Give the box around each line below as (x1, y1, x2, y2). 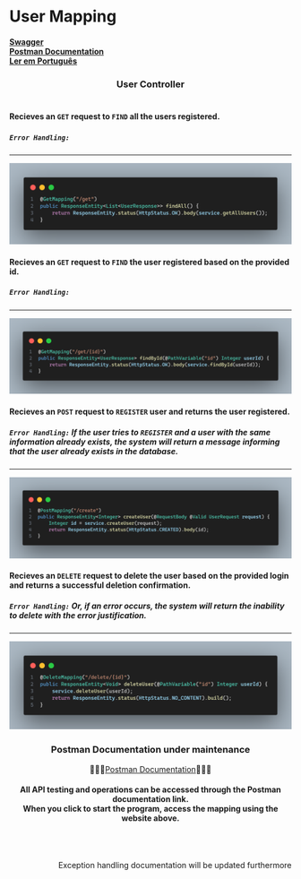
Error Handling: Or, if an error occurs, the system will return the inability (9, 600, 285, 611)
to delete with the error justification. (9, 609, 147, 620)
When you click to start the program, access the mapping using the (22, 804, 279, 814)
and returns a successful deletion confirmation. (9, 580, 191, 590)
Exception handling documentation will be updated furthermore (57, 859, 292, 870)
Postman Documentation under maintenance (50, 744, 251, 756)
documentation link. (111, 794, 190, 805)
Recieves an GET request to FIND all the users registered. (9, 111, 220, 122)
